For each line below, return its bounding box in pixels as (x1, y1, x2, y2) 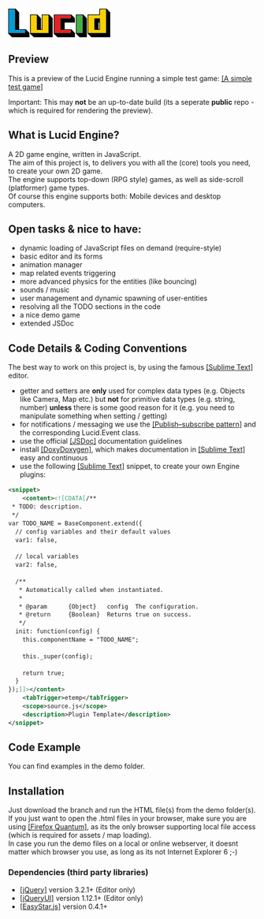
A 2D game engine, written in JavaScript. (8, 149, 142, 158)
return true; (22, 669, 65, 677)
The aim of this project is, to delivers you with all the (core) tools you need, (8, 158, 251, 167)
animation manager (19, 260, 83, 270)
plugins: (19, 470, 46, 479)
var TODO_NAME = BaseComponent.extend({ (8, 519, 143, 527)
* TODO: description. (11, 503, 83, 511)
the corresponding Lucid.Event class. (19, 428, 141, 437)
